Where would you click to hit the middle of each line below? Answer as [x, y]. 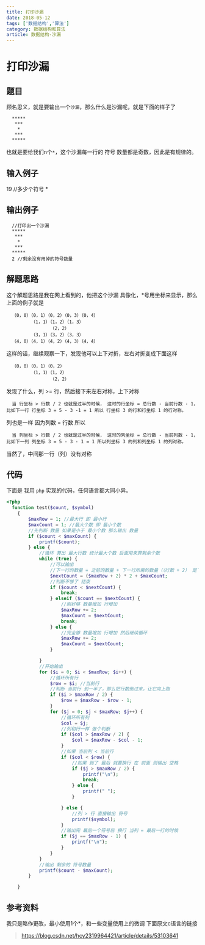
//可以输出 [62, 565]
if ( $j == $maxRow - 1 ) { [94, 836]
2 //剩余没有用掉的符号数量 [42, 259]
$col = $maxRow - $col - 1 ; [107, 740]
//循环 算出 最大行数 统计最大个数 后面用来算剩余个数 [99, 553]
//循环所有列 [75, 717]
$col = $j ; [74, 723]
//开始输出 [51, 666]
